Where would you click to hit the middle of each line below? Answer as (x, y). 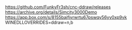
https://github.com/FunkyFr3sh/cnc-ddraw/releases (58, 7)
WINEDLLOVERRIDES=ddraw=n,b (39, 22)
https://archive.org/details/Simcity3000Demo (51, 12)
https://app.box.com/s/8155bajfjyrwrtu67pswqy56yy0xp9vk (66, 17)
